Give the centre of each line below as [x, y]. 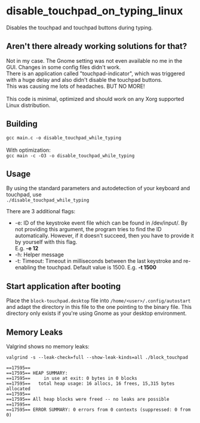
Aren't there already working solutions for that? [97, 46]
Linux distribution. [28, 105]
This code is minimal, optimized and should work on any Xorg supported [95, 99]
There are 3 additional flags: [41, 211]
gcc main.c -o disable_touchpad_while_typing [64, 138]
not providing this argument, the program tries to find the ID [88, 229]
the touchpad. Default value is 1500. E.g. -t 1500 [97, 268]
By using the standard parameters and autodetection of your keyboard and [98, 188]
